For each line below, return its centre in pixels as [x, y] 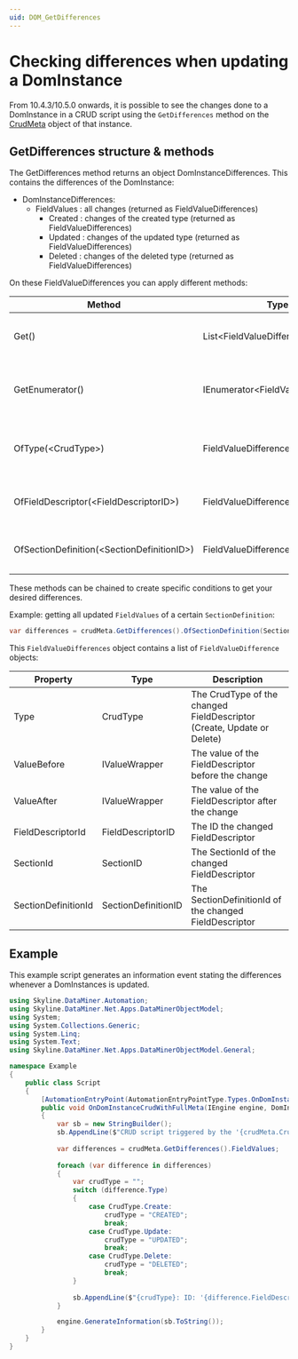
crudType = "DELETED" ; [146, 1265]
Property [53, 679]
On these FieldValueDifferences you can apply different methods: [129, 283]
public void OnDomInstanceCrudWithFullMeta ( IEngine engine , [154, 1108]
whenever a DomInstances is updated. [79, 985]
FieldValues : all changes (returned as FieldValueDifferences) [147, 209]
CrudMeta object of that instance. [71, 123]
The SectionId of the [234, 852]
